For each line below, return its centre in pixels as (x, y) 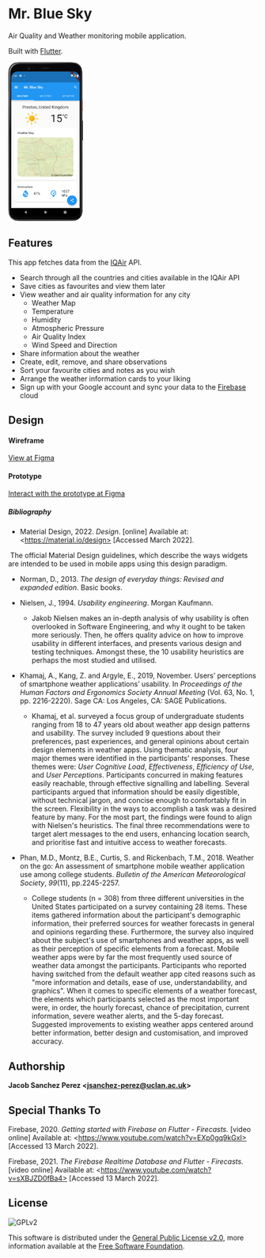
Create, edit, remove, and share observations (93, 362)
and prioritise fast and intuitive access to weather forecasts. (129, 842)
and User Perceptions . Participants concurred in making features (137, 775)
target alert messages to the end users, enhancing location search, (141, 834)
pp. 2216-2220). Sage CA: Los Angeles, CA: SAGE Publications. (123, 701)
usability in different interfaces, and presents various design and (136, 644)
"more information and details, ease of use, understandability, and (139, 982)
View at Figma (32, 458)
